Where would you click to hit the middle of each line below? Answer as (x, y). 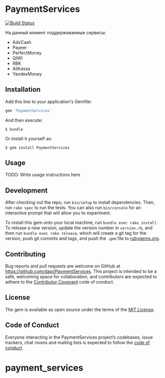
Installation (23, 90)
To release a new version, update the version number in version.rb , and (79, 228)
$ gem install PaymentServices (38, 148)
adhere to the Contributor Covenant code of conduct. (60, 282)
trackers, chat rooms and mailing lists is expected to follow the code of (78, 342)
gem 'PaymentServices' (29, 110)
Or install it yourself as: (29, 138)
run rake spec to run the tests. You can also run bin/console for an (73, 208)
